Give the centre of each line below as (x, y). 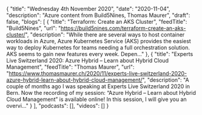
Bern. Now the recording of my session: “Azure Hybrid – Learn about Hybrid (101, 93)
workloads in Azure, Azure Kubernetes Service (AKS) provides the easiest (99, 41)
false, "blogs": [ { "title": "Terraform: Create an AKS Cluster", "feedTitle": (97, 22)
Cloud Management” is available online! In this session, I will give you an (96, 99)
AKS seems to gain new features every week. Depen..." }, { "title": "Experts (100, 54)
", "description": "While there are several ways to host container (105, 35)
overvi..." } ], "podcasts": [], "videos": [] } (58, 106)
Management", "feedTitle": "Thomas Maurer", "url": (70, 67)
